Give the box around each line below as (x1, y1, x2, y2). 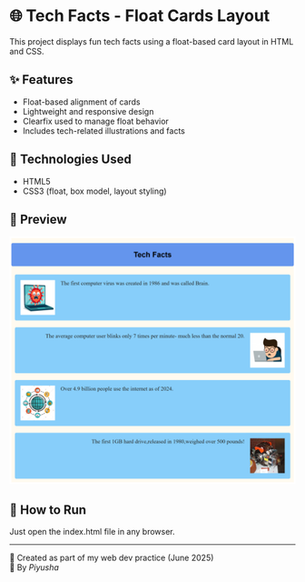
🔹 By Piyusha (9, 562, 59, 573)
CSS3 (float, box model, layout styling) (22, 186, 167, 196)
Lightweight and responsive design (22, 105, 154, 116)
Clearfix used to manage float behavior (22, 115, 170, 126)
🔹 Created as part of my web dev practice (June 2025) (9, 552, 214, 564)
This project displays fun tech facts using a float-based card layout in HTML (9, 35, 294, 46)
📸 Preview (9, 211, 67, 227)
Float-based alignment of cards (22, 96, 141, 107)
